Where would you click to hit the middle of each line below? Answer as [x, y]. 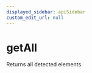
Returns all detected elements [44, 64]
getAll [22, 48]
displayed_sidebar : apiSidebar [46, 12]
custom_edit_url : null [35, 18]
